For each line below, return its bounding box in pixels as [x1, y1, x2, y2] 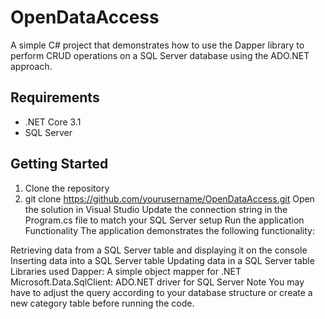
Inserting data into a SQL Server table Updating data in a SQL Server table [10, 254, 315, 266]
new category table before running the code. [10, 297, 195, 309]
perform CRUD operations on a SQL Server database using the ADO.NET [10, 49, 310, 61]
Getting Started [10, 156, 109, 173]
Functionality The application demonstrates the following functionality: [24, 224, 315, 236]
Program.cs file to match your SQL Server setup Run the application [24, 214, 305, 226]
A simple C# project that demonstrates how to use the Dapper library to [10, 39, 305, 51]
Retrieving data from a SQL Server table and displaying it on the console [10, 244, 308, 256]
